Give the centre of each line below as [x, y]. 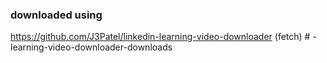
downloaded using [56, 15]
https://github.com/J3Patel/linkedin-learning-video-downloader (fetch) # [160, 37]
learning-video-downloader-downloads [91, 47]
